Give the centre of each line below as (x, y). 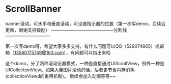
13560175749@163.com (39, 52)
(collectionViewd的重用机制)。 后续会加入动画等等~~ (61, 76)
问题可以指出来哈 (93, 52)
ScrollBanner (33, 9)
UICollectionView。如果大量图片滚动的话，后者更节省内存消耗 (70, 70)
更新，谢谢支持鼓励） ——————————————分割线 (66, 30)
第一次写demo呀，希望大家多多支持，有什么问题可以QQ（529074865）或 (82, 46)
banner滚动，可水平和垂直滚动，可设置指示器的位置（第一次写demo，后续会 (85, 23)
